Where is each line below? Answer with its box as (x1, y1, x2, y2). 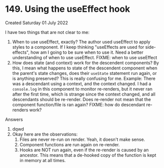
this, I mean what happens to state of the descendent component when (12, 65, 158, 71)
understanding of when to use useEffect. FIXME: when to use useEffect (12, 54, 158, 60)
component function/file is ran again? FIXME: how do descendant (12, 101, 145, 107)
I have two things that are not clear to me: (5, 29, 90, 35)
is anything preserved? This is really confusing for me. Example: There (12, 75, 156, 81)
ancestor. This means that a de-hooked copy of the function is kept (19, 152, 157, 158)
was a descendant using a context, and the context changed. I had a (12, 80, 151, 87)
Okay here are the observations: (12, 131, 78, 137)
